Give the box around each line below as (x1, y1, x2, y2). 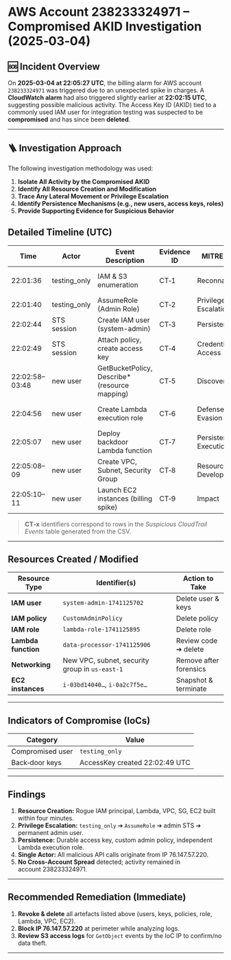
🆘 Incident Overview (8, 60, 100, 72)
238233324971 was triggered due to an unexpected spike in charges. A (8, 87, 204, 94)
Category (26, 735, 58, 745)
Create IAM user (97, 315, 150, 325)
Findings (8, 788, 47, 800)
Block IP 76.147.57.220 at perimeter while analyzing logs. (17, 924, 180, 933)
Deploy (97, 428, 121, 438)
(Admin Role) (97, 304, 140, 313)
